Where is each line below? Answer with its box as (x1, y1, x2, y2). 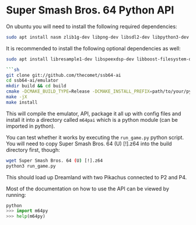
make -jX (6, 94, 27, 100)
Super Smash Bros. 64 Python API (6, 4, 174, 17)
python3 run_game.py (6, 163, 57, 169)
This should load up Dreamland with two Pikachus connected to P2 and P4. (6, 173, 187, 180)
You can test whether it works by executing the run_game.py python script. (6, 134, 184, 141)
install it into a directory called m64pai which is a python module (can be (6, 116, 178, 123)
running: (6, 191, 26, 198)
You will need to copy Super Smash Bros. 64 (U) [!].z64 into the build (6, 140, 172, 147)
